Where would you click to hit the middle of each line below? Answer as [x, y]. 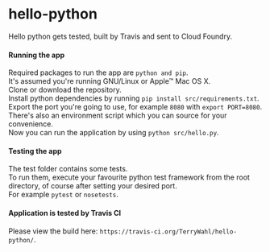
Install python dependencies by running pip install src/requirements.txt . [134, 98]
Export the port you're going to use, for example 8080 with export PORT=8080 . [135, 107]
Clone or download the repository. [65, 90]
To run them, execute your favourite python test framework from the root [129, 177]
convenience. [31, 124]
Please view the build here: [53, 231]
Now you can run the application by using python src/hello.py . [114, 133]
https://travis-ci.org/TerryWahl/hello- [168, 231]
